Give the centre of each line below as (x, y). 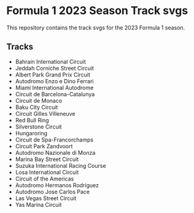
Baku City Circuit (37, 107)
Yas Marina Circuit (38, 204)
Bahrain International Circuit (50, 61)
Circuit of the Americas (45, 179)
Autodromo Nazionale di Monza (55, 152)
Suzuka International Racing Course (60, 165)
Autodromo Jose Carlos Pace (52, 192)
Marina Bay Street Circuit (47, 159)
